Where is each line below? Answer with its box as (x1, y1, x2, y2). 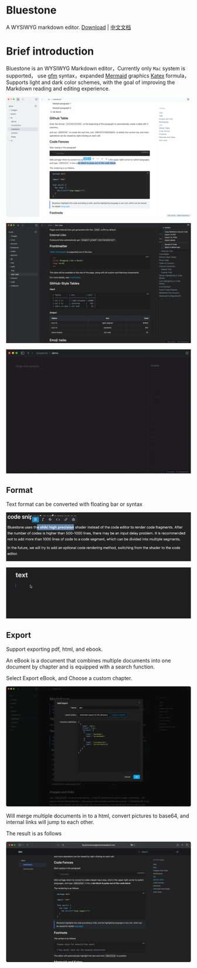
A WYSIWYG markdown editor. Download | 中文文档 (6, 23, 131, 31)
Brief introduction (6, 45, 94, 58)
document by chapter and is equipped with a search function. (6, 663, 155, 670)
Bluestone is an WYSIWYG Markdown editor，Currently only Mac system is (6, 65, 186, 72)
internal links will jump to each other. (6, 818, 95, 825)
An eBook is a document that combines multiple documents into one (6, 657, 171, 664)
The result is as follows (6, 829, 62, 837)
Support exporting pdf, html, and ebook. (6, 646, 103, 653)
